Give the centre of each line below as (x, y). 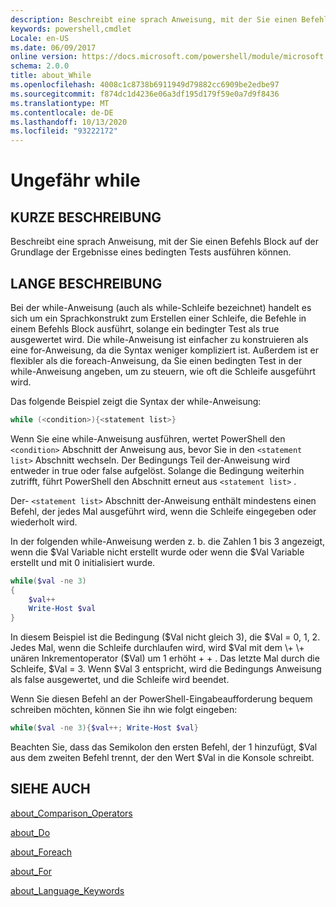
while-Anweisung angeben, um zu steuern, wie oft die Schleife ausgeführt (163, 371)
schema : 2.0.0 (40, 66)
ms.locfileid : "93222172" (64, 131)
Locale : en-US (40, 38)
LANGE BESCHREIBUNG (86, 283)
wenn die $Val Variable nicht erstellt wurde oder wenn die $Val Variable (157, 552)
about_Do (30, 832)
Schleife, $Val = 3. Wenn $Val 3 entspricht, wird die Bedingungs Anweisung (166, 669)
